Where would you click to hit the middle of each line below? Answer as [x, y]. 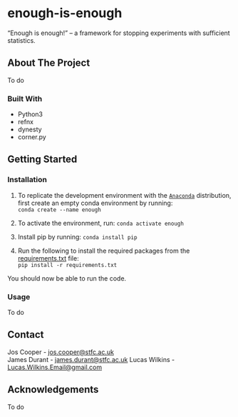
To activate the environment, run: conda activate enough [100, 223]
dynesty [30, 129]
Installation [27, 180]
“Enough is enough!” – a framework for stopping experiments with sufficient [119, 33]
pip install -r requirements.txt [67, 265]
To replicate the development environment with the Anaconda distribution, [124, 195]
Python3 [30, 114]
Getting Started [42, 160]
